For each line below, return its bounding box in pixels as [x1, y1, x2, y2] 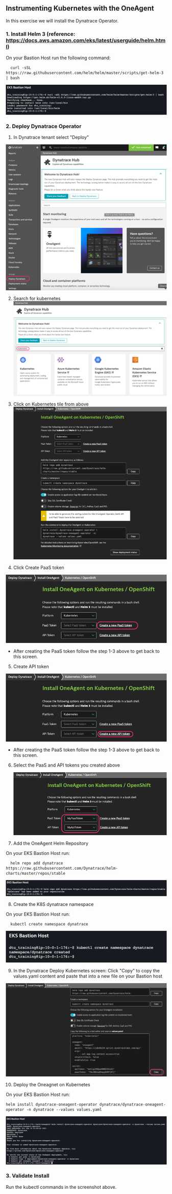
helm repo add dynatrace [10, 861, 63, 866]
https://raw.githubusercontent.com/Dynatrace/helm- [6, 866, 118, 871]
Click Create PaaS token [13, 564, 64, 571]
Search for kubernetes [13, 296, 61, 302]
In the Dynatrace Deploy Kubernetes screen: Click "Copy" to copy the [13, 968, 160, 974]
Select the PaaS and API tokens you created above [13, 762, 120, 768]
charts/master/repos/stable [6, 871, 66, 876]
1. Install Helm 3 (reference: [6, 30, 76, 37]
